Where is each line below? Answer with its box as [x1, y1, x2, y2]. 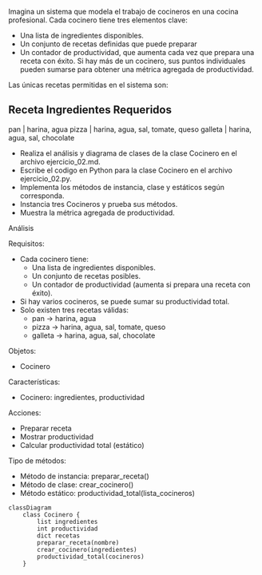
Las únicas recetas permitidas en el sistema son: [8, 80, 169, 89]
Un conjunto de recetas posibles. [31, 271, 141, 280]
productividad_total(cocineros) [37, 553, 145, 561]
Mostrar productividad [19, 431, 94, 442]
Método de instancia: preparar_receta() [19, 471, 149, 481]
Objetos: [8, 346, 37, 355]
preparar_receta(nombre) [37, 538, 120, 546]
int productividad [37, 525, 98, 533]
